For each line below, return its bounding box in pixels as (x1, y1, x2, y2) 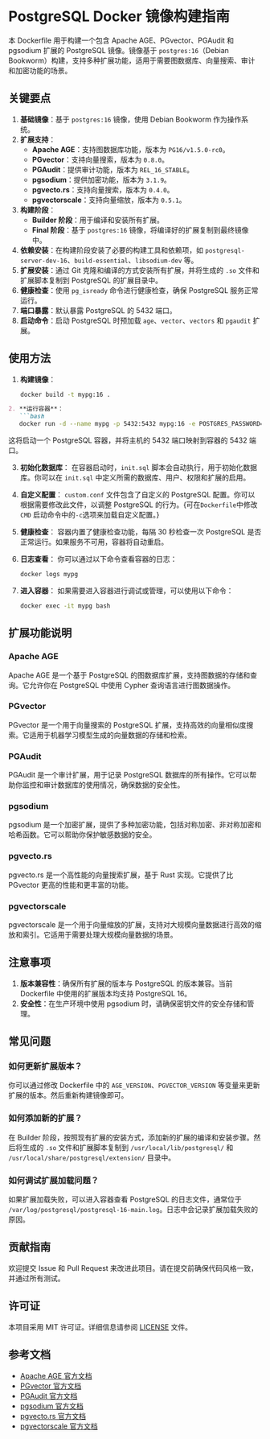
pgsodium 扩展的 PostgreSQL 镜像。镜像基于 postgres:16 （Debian (8, 45, 229, 55)
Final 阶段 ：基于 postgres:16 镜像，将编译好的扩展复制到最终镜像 (31, 225, 249, 234)
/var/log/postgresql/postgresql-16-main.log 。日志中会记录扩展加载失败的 (8, 1205, 259, 1214)
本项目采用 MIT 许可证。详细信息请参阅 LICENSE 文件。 (8, 1321, 193, 1332)
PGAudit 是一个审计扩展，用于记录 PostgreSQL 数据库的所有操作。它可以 (8, 770, 250, 780)
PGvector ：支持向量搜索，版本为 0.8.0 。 (31, 155, 169, 164)
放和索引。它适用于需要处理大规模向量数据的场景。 (8, 930, 178, 939)
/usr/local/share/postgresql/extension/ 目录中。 (8, 1152, 175, 1162)
